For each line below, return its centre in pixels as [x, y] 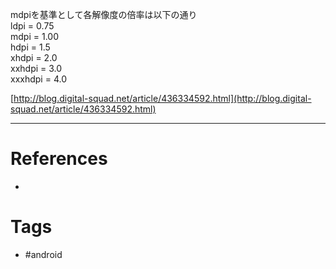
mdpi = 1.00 [34, 36]
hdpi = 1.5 [30, 47]
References [59, 159]
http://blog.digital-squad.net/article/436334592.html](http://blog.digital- [162, 98]
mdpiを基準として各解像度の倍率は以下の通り [104, 14]
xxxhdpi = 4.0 [38, 79]
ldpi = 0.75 [32, 26]
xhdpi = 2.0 [34, 57]
